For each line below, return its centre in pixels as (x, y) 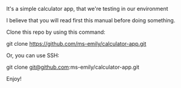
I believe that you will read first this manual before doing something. (91, 20)
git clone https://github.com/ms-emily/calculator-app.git (76, 44)
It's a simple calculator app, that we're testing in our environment (87, 9)
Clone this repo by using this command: (56, 32)
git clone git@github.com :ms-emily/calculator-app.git (73, 67)
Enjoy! (14, 79)
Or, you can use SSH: (33, 55)
